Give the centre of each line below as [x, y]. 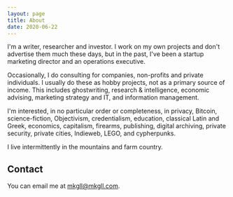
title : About [26, 20]
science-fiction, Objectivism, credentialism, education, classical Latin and [113, 118]
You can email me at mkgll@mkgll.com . [64, 186]
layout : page [26, 14]
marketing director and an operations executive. [76, 62]
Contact [25, 169]
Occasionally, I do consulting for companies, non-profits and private [106, 75]
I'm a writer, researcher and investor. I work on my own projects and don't [114, 47]
